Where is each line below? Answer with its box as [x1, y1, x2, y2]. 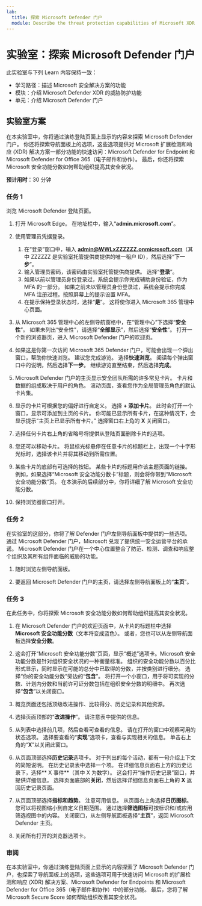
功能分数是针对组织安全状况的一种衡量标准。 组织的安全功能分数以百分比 [14, 657, 196, 665]
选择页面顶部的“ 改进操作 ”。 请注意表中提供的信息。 [14, 713, 143, 721]
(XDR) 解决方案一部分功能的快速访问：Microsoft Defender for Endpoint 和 [13, 148, 195, 155]
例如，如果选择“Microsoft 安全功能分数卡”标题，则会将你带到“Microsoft [14, 471, 192, 478]
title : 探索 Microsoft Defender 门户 [11, 14, 103, 20]
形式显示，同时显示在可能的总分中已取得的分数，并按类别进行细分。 [14, 665, 184, 672]
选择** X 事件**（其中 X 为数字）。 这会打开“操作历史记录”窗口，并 [31, 769, 195, 777]
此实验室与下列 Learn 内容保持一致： [6, 69, 97, 76]
